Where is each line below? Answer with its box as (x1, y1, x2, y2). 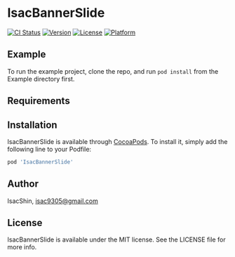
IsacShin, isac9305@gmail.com (7, 197, 98, 205)
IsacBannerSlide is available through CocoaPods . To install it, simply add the (7, 137, 228, 145)
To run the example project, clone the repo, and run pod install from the (7, 67, 219, 75)
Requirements (7, 95, 70, 107)
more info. (7, 243, 37, 251)
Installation (7, 119, 58, 131)
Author (7, 178, 39, 190)
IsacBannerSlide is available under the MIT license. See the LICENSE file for (7, 235, 226, 244)
